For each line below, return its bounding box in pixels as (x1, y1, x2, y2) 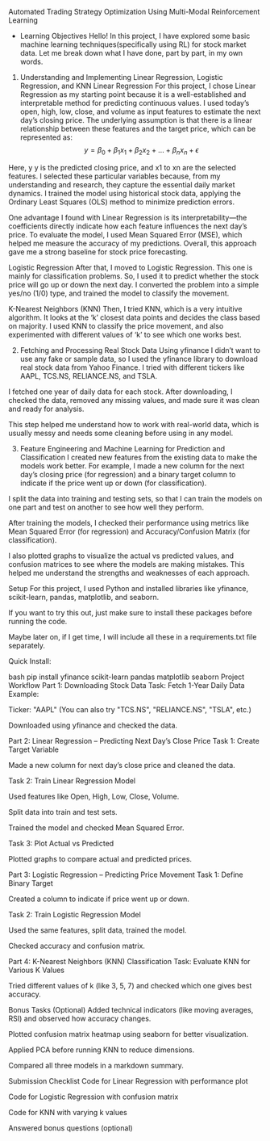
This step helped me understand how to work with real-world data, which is (8, 419, 260, 429)
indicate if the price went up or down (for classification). (19, 478, 207, 488)
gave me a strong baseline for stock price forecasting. (8, 246, 188, 257)
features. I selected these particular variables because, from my (8, 171, 221, 181)
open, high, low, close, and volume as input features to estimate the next (19, 107, 261, 116)
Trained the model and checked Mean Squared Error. (8, 823, 185, 833)
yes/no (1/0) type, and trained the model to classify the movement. (8, 288, 230, 298)
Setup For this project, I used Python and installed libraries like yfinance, (8, 583, 248, 593)
